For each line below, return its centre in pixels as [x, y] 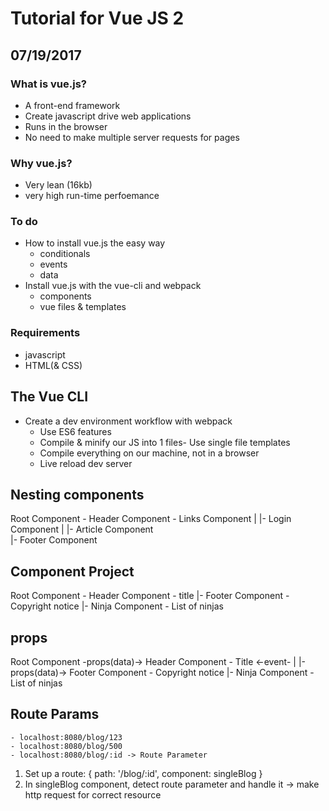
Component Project [72, 571]
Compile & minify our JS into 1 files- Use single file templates [165, 442]
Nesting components [77, 494]
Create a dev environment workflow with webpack [128, 421]
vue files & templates [83, 307]
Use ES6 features [75, 431]
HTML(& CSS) [53, 365]
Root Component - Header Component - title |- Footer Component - [150, 596]
